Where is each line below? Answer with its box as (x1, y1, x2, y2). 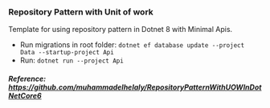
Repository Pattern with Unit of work (8, 6, 154, 18)
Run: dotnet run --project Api (19, 55, 125, 66)
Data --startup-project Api (19, 49, 114, 57)
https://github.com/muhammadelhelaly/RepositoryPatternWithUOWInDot (8, 82, 262, 92)
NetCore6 (8, 90, 42, 100)
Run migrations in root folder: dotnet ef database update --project (19, 40, 245, 50)
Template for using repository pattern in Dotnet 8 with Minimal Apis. (8, 25, 233, 34)
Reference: (8, 74, 47, 83)
